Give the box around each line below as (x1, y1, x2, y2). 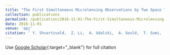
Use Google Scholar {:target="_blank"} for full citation (5, 44, 116, 50)
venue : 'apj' (5, 26, 33, 31)
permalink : (5, 16, 28, 21)
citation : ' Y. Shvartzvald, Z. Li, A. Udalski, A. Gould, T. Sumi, (5, 30, 162, 35)
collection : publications (5, 12, 60, 17)
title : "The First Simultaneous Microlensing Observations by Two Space (5, 7, 162, 12)
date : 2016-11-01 (5, 21, 42, 26)
